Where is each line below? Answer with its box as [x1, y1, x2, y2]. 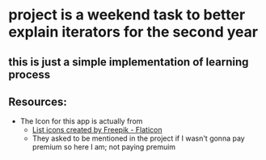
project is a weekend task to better [8, 6, 246, 24]
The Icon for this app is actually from [19, 116, 143, 126]
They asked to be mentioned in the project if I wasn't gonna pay [32, 133, 245, 143]
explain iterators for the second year [8, 23, 259, 41]
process [8, 67, 51, 82]
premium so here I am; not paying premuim [32, 142, 176, 152]
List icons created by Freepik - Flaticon [32, 125, 163, 135]
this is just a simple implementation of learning [8, 55, 249, 69]
